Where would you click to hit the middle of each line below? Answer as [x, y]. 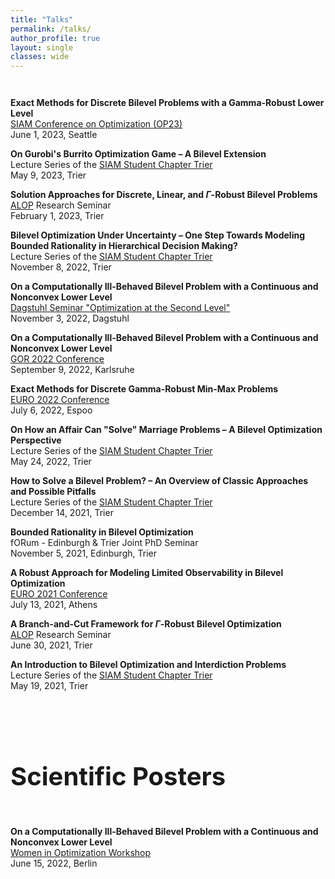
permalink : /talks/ [51, 29]
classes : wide [40, 57]
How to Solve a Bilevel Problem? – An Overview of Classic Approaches [159, 481]
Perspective [36, 440]
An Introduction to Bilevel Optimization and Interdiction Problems [148, 665]
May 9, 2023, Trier [48, 175]
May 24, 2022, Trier [51, 462]
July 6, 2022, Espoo [51, 410]
